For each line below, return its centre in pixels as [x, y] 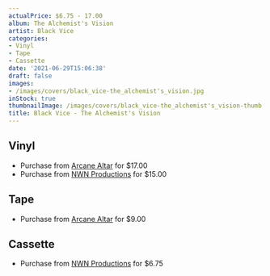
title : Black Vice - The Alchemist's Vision [84, 114]
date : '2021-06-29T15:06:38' [57, 69]
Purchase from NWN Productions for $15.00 [93, 174]
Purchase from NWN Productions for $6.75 [92, 264]
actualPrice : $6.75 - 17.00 [56, 16]
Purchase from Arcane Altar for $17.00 [84, 165]
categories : [28, 38]
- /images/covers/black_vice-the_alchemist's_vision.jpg [106, 91]
